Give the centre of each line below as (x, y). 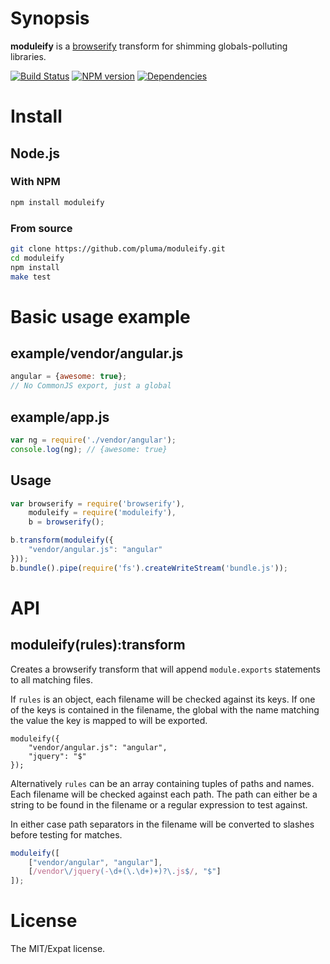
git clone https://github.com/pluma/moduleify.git (118, 248)
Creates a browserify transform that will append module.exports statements (165, 669)
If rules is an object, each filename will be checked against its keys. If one (163, 699)
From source (41, 228)
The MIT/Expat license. (58, 949)
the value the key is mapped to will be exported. (109, 720)
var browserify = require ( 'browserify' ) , (98, 503)
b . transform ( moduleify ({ (62, 540)
